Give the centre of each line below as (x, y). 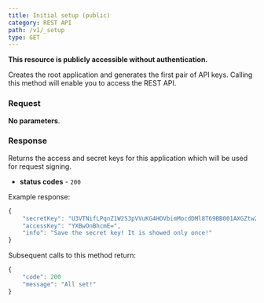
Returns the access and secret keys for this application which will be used (128, 158)
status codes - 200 (50, 181)
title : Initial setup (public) (59, 15)
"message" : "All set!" (59, 284)
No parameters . (34, 120)
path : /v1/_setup (37, 30)
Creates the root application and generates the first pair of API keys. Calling (130, 75)
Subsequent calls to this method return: (72, 255)
